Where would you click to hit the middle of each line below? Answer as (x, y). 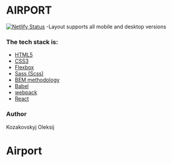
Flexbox (24, 67)
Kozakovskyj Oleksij (30, 127)
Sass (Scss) (29, 74)
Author (16, 114)
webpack (26, 93)
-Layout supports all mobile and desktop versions (106, 27)
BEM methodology (37, 80)
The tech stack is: (32, 42)
